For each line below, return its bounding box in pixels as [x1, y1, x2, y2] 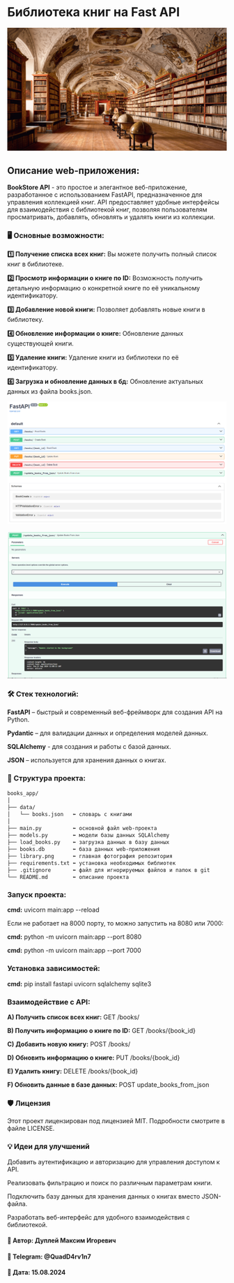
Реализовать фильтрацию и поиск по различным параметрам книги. [7, 1178, 212, 1187]
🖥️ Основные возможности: [7, 231, 104, 241]
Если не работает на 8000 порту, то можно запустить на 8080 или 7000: [7, 919, 224, 928]
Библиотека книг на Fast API [7, 4, 180, 20]
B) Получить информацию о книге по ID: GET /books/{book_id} [7, 1027, 196, 1035]
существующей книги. [7, 339, 75, 348]
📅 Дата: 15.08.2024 [7, 1268, 66, 1277]
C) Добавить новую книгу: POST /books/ [7, 1040, 131, 1048]
